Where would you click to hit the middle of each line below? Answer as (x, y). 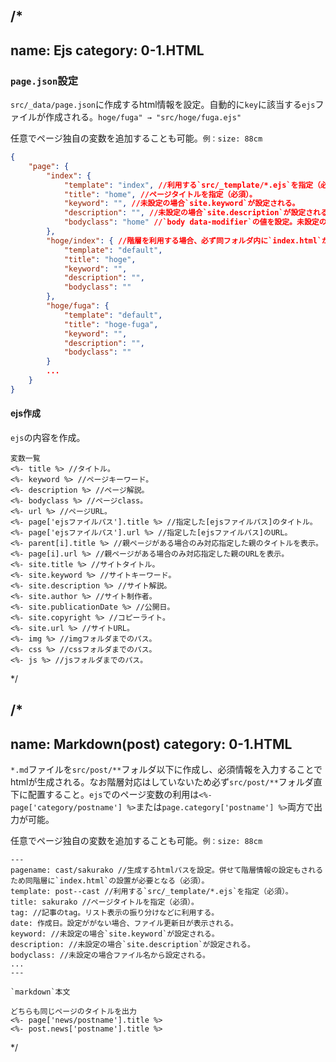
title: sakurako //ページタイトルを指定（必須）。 (104, 902)
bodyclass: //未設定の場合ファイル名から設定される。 (110, 955)
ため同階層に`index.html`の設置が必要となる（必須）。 (110, 881)
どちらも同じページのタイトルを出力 (73, 1012)
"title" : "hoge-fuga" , (111, 324)
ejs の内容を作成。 (48, 438)
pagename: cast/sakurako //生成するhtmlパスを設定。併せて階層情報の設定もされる (167, 870)
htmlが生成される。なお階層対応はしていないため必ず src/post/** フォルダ (162, 782)
